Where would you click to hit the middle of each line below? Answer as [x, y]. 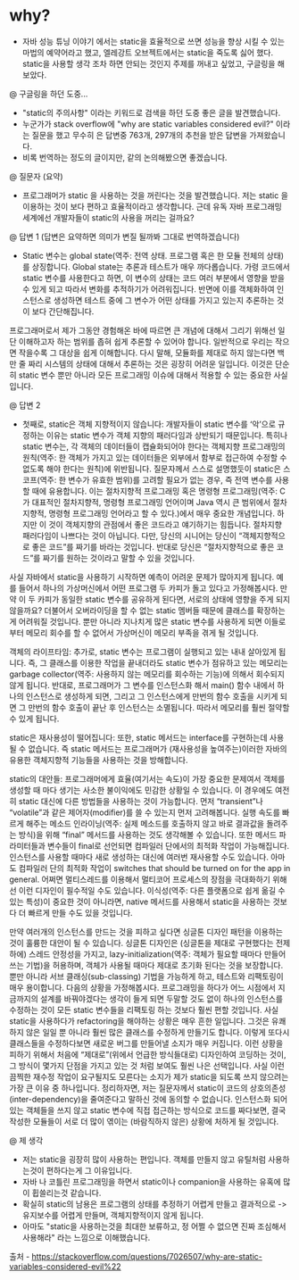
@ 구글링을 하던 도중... [49, 94]
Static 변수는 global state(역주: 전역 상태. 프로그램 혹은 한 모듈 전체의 [143, 255]
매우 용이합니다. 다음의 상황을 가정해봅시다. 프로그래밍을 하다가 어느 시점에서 [143, 987]
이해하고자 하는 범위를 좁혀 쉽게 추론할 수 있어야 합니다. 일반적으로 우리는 [146, 341]
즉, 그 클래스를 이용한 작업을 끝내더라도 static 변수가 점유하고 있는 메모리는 [158, 662]
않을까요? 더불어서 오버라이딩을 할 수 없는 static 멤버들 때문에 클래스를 [132, 610]
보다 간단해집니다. [63, 311]
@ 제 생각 [26, 1140]
